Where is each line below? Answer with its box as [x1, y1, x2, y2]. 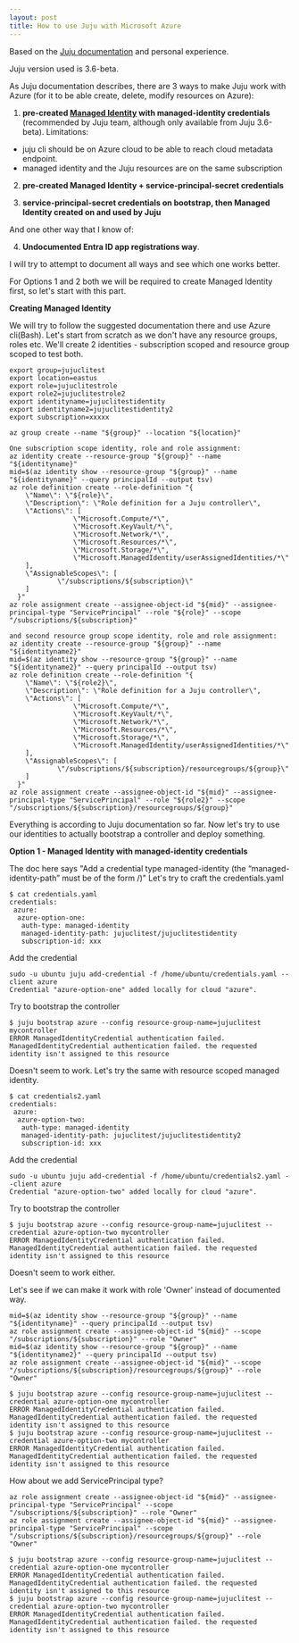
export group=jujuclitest [9, 365, 105, 375]
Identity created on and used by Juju [21, 206, 162, 217]
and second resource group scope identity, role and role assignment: [9, 631, 278, 640]
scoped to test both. [9, 348, 84, 359]
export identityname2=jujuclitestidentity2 [9, 404, 174, 413]
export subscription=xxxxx [9, 413, 110, 421]
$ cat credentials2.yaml [9, 1091, 102, 1101]
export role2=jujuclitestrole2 [9, 389, 126, 398]
